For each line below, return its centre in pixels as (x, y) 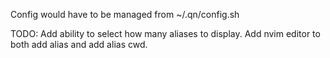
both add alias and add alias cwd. (79, 44)
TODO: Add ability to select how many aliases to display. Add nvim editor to (165, 33)
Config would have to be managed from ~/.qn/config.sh (125, 14)
